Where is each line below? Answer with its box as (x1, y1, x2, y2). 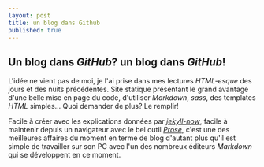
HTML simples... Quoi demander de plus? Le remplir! (8, 102, 179, 111)
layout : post (8, 11, 51, 20)
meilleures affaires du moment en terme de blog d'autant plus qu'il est (8, 133, 236, 143)
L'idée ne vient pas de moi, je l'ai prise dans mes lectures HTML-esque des (8, 76, 252, 86)
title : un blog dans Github (8, 19, 101, 27)
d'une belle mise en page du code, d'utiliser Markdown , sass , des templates (8, 93, 256, 102)
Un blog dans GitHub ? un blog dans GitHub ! (8, 55, 226, 69)
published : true (8, 26, 61, 34)
